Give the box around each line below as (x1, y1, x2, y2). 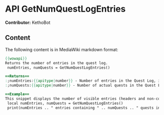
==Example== (5, 92, 29, 96)
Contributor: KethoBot (5, 19, 51, 25)
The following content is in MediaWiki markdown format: (5, 46, 119, 52)
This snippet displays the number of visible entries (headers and (5, 96, 145, 101)
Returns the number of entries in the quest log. (5, 60, 108, 65)
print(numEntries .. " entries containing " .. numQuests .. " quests (7, 105, 154, 110)
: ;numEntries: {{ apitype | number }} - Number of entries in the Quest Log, (5, 78, 156, 83)
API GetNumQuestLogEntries (5, 3, 126, 15)
